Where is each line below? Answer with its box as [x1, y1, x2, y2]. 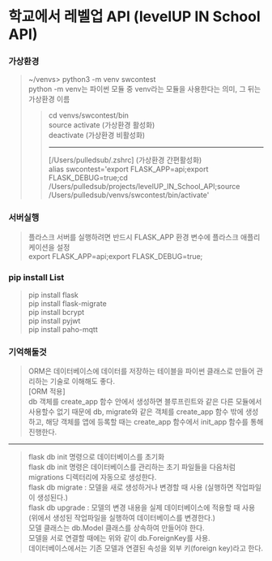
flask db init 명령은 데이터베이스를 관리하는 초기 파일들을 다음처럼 [28, 462, 236, 472]
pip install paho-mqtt [28, 325, 99, 334]
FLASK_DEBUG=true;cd [48, 173, 128, 183]
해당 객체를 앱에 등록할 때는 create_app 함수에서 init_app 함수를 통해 [45, 417, 264, 427]
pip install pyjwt [28, 316, 81, 326]
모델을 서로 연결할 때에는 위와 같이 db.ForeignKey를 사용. [28, 533, 210, 543]
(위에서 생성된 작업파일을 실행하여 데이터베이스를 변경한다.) [28, 513, 216, 523]
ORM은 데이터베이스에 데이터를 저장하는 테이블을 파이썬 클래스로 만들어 [28, 366, 255, 376]
